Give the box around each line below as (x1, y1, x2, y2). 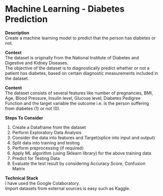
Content (5, 85, 22, 90)
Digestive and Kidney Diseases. (5, 60, 69, 66)
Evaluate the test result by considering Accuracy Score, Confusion (12, 160, 146, 166)
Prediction (5, 14, 48, 25)
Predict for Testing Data (12, 155, 60, 161)
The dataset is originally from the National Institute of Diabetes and (5, 54, 140, 60)
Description (5, 30, 30, 36)
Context (5, 50, 22, 55)
